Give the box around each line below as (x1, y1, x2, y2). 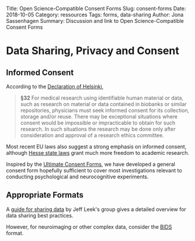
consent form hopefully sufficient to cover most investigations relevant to (6, 167, 182, 174)
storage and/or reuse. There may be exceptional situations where (20, 113, 178, 120)
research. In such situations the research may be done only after (20, 125, 176, 133)
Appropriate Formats (6, 190, 83, 200)
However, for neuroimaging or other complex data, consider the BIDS (6, 223, 172, 230)
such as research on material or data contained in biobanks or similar (20, 101, 187, 107)
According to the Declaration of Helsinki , (6, 83, 104, 90)
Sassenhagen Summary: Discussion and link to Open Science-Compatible (6, 18, 184, 24)
